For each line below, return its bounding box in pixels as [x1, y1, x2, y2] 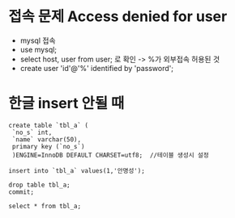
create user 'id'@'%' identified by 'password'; [19, 63, 174, 73]
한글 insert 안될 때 [8, 94, 125, 113]
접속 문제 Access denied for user [8, 7, 228, 26]
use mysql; [19, 44, 58, 54]
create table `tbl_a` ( [8, 121, 89, 129]
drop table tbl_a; [8, 181, 70, 189]
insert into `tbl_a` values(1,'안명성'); [8, 166, 146, 174]
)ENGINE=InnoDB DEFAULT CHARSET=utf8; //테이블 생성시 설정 [11, 151, 209, 159]
